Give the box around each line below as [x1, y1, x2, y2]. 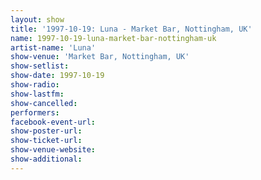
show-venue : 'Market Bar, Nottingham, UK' [10, 52, 190, 62]
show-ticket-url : [10, 136, 83, 146]
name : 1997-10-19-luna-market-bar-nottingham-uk [10, 33, 217, 43]
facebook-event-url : [10, 117, 97, 127]
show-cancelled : [10, 98, 78, 108]
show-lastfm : [10, 89, 65, 99]
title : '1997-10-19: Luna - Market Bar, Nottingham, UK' [10, 24, 253, 34]
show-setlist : [10, 61, 70, 71]
